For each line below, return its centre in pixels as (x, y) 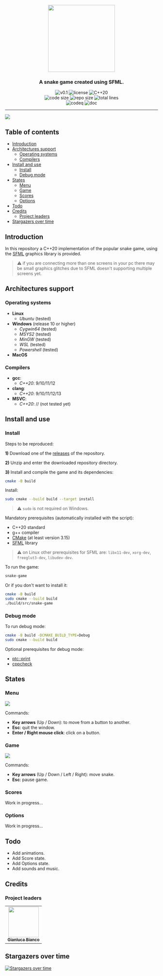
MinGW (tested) (35, 339)
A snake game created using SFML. (81, 82)
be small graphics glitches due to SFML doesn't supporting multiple (84, 268)
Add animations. (28, 853)
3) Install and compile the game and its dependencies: (59, 472)
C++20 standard (28, 527)
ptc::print (21, 659)
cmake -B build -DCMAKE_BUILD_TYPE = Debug (48, 635)
